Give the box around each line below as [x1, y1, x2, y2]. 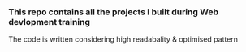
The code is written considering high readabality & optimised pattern [8, 34, 238, 44]
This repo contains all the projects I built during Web [8, 6, 219, 18]
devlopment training [8, 16, 91, 27]
